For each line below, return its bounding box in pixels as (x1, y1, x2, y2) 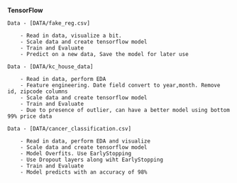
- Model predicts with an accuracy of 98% (20, 169, 148, 176)
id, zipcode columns (7, 88, 69, 95)
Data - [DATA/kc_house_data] (7, 63, 94, 70)
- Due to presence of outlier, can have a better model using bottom (20, 106, 231, 113)
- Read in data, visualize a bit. (20, 32, 122, 39)
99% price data (7, 113, 53, 120)
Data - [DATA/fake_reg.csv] (7, 20, 91, 27)
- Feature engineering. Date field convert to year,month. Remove (20, 82, 221, 89)
